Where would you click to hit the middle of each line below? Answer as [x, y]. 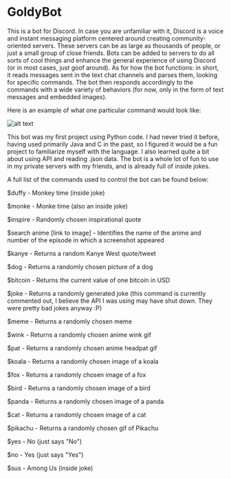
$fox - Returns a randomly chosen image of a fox [77, 374]
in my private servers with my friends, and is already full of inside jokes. [109, 166]
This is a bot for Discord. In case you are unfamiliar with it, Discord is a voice [115, 31]
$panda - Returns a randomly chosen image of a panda [86, 401]
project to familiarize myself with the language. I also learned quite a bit [108, 151]
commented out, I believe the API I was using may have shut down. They [110, 301]
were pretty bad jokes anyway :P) [55, 308]
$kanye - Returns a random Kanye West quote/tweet [81, 253]
